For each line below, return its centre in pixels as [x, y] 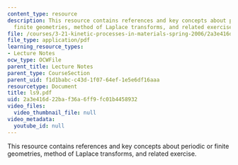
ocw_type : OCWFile [34, 60]
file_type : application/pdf [49, 40]
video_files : [27, 106]
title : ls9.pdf [30, 93]
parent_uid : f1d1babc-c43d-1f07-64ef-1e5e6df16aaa [84, 80]
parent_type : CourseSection [49, 73]
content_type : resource [42, 14]
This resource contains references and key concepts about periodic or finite [118, 146]
